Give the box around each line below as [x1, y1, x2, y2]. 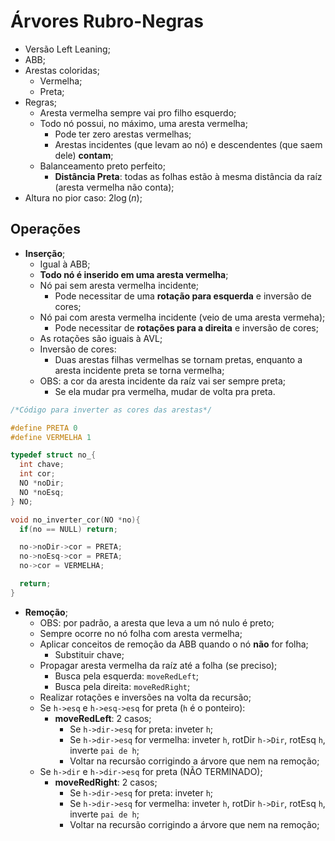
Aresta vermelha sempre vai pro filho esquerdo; [39, 106, 237, 119]
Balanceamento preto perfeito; [39, 160, 166, 172]
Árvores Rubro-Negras [10, 10, 205, 33]
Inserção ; [24, 247, 66, 259]
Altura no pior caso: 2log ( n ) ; [24, 191, 143, 204]
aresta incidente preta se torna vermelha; [54, 364, 225, 376]
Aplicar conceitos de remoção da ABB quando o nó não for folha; [39, 638, 309, 650]
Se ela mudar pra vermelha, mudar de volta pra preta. [54, 385, 276, 397]
